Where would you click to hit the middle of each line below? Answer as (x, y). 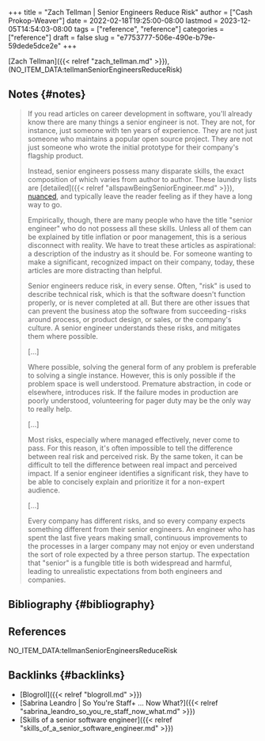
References (37, 631)
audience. (44, 490)
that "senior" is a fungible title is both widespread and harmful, (130, 563)
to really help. (50, 408)
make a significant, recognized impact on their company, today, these (141, 262)
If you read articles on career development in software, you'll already (140, 113)
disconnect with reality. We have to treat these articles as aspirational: (142, 245)
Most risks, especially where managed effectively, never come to (133, 439)
